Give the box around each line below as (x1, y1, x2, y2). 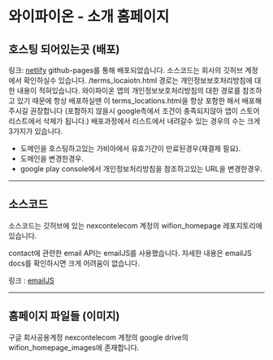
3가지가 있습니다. (8, 127, 63, 136)
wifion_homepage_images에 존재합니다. (8, 342, 140, 352)
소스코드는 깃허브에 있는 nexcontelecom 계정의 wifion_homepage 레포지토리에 (8, 220, 262, 230)
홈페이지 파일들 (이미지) (8, 310, 120, 323)
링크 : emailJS (8, 275, 54, 285)
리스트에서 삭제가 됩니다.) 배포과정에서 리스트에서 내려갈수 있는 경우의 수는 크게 (8, 116, 261, 126)
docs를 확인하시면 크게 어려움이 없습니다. (8, 258, 141, 268)
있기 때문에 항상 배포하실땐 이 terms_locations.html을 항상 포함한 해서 (16, 96, 240, 106)
